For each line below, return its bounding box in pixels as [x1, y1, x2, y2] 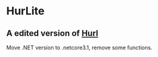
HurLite [6, 4, 45, 18]
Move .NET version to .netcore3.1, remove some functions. [6, 44, 153, 51]
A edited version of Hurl [6, 28, 98, 38]
